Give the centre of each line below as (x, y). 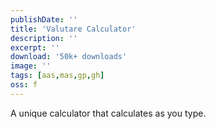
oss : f (24, 85)
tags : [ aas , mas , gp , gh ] (57, 76)
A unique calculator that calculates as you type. (108, 113)
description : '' (44, 38)
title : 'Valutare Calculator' (73, 29)
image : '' (31, 66)
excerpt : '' (35, 47)
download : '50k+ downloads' (69, 57)
